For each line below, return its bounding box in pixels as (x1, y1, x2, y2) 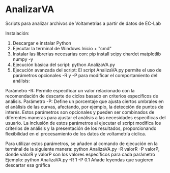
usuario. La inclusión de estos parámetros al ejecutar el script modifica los (5, 120, 161, 126)
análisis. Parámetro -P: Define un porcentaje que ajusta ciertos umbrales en (5, 98, 164, 105)
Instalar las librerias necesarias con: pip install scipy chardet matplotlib (12, 51, 161, 57)
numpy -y (12, 56, 34, 62)
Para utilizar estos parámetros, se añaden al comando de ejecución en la (5, 141, 158, 147)
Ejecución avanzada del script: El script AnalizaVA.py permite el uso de (12, 67, 162, 73)
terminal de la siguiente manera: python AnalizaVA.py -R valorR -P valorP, (5, 146, 160, 152)
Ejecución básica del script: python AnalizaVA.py (12, 61, 116, 67)
